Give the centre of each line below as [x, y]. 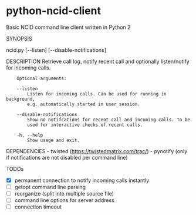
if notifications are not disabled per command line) [67, 157]
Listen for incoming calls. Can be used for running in [97, 94]
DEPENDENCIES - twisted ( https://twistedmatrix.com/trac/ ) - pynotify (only [97, 151]
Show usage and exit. [54, 140]
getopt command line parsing [50, 187]
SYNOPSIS [19, 38]
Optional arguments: [42, 78]
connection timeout [38, 207]
